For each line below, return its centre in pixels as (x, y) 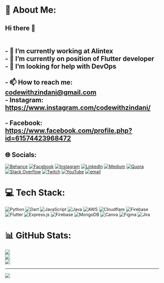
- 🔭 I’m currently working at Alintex (59, 51)
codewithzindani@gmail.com (51, 92)
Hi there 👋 (20, 28)
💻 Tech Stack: (35, 192)
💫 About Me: (31, 10)
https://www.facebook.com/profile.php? (69, 130)
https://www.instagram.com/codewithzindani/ (78, 107)
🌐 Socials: (21, 154)
